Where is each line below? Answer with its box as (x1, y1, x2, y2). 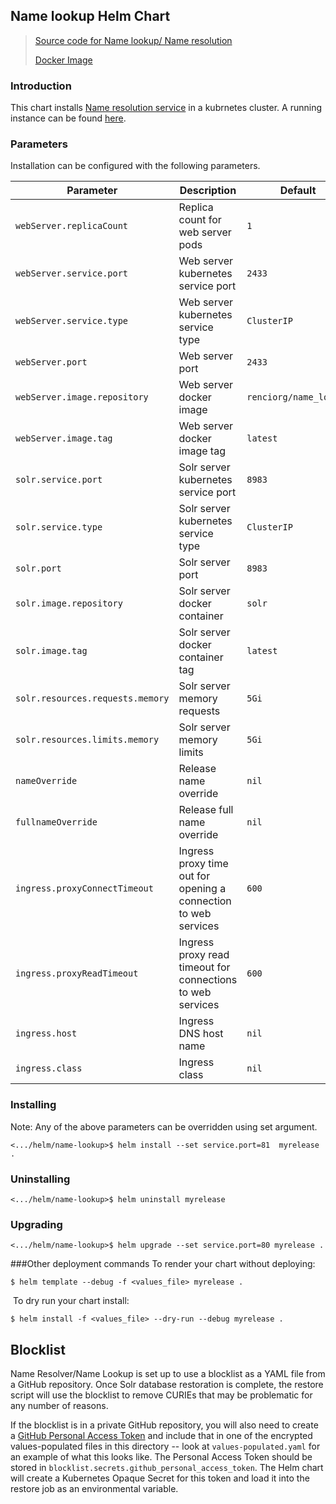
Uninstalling (10, 1172, 71, 1186)
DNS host (178, 1027, 224, 1041)
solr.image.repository (15, 598, 123, 609)
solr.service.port (15, 474, 103, 486)
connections (178, 973, 238, 987)
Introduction (10, 79, 72, 93)
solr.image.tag (15, 645, 88, 657)
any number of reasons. (10, 1400, 109, 1412)
